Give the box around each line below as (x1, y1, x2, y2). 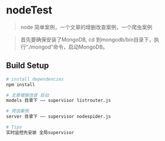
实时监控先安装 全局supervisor (6, 129, 74, 135)
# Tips (6, 124, 22, 130)
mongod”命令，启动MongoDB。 (30, 43, 108, 50)
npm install (6, 81, 35, 88)
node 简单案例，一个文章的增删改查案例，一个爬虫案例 (20, 23, 153, 30)
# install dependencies (6, 76, 64, 82)
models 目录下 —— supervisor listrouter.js (6, 98, 111, 104)
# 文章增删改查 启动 (6, 92, 49, 98)
